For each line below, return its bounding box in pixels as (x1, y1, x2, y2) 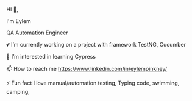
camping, (6, 88, 30, 95)
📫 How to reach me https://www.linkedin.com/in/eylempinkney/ (6, 65, 168, 72)
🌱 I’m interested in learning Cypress (6, 53, 96, 60)
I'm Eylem (6, 18, 32, 24)
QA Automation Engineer (6, 29, 68, 36)
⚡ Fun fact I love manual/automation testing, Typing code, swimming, (6, 79, 180, 86)
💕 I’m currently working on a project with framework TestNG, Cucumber (6, 41, 187, 48)
